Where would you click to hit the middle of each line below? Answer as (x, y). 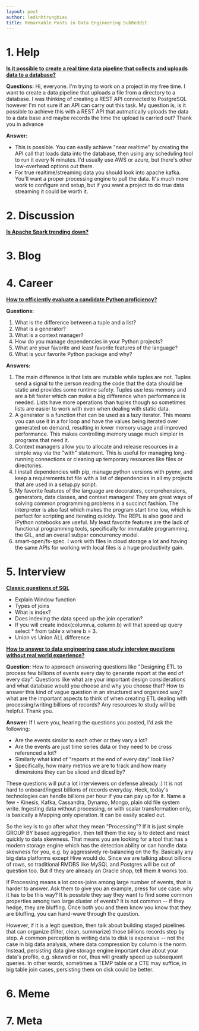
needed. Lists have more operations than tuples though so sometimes (100, 402)
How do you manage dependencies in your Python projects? (89, 342)
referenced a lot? (36, 753)
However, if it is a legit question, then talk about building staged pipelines (96, 925)
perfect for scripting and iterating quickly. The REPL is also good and (99, 516)
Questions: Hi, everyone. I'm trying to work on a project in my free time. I (96, 86)
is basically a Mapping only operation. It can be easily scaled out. (86, 815)
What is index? (33, 612)
